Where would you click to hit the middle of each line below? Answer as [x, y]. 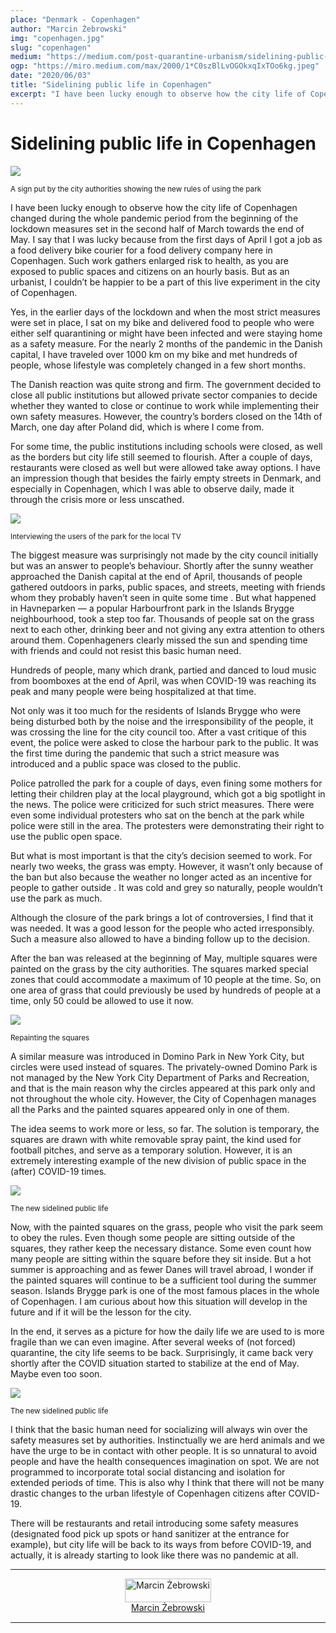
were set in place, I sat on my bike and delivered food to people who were [162, 322]
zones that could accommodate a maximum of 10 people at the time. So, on [166, 979]
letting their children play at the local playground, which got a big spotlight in [168, 793]
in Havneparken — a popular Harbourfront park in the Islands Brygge [152, 608]
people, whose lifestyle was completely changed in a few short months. [158, 365]
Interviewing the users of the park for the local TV [96, 536]
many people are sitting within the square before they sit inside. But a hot [161, 1258]
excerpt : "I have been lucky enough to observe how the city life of [158, 94]
